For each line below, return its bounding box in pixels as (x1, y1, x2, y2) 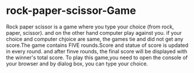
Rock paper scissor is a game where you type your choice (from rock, (6, 23, 174, 30)
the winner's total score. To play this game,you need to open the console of (6, 54, 188, 61)
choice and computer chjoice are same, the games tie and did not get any (6, 35, 183, 42)
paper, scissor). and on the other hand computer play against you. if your (6, 29, 182, 36)
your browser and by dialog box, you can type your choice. (6, 60, 148, 67)
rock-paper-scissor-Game (6, 4, 136, 17)
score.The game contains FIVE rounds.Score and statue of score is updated (6, 42, 189, 49)
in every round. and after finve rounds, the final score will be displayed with (6, 48, 188, 54)
